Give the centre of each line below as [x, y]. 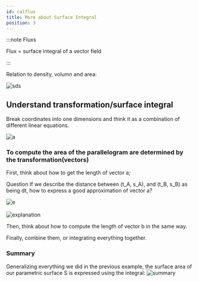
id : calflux [21, 12]
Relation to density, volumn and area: [51, 75]
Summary [21, 253]
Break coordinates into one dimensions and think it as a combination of [93, 119]
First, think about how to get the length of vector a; [68, 173]
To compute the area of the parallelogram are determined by [95, 153]
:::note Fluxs [21, 40]
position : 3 [21, 23]
